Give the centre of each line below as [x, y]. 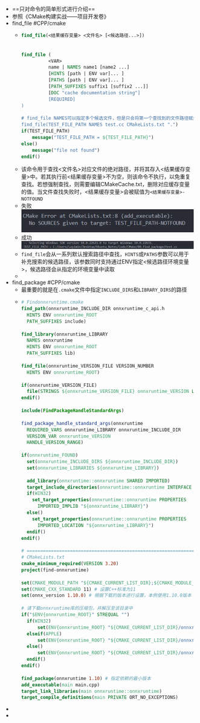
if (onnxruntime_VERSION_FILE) [59, 385]
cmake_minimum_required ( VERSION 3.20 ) [70, 564]
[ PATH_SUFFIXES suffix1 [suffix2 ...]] [98, 86]
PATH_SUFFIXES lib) [51, 353]
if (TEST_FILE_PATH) [46, 131]
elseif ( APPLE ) [44, 634]
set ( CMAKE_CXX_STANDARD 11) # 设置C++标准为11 [78, 589]
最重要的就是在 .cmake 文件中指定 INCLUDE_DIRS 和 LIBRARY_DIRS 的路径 [104, 290]
